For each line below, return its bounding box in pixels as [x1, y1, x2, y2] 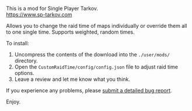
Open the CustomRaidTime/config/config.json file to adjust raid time [14, 63, 178, 70]
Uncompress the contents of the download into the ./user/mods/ [14, 51, 170, 58]
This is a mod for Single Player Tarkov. [6, 5, 98, 12]
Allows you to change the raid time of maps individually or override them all [6, 23, 187, 29]
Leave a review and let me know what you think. [14, 76, 130, 83]
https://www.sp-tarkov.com [6, 11, 72, 18]
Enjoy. [6, 98, 21, 105]
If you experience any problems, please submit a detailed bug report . [6, 87, 172, 94]
